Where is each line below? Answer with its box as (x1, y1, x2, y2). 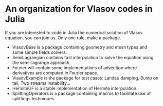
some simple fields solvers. (12, 49, 67, 55)
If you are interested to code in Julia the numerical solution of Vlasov (5, 30, 143, 35)
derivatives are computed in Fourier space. (12, 70, 98, 76)
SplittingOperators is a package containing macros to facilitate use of (12, 91, 151, 96)
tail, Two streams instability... (12, 80, 71, 86)
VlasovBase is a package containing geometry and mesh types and (12, 44, 147, 50)
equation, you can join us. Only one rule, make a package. (5, 35, 122, 41)
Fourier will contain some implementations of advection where (12, 64, 137, 71)
